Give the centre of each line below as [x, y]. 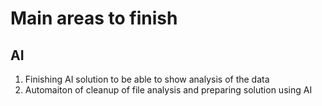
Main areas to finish [94, 18]
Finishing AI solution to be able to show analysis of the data [147, 79]
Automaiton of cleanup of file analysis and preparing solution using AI [168, 90]
